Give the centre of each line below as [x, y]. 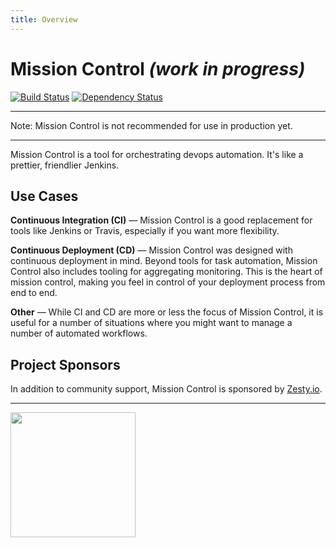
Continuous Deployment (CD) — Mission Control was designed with [151, 250]
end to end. [34, 293]
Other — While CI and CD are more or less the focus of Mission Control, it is [167, 312]
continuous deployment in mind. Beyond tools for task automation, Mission [164, 261]
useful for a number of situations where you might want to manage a [151, 323]
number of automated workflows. [79, 333]
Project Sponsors [65, 364]
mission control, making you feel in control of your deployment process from [168, 282]
